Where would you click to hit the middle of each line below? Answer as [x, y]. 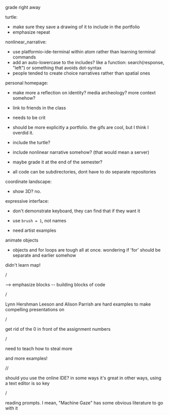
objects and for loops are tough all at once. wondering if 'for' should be [87, 250]
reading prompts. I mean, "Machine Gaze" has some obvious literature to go [84, 403]
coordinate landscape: [29, 182]
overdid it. [23, 133]
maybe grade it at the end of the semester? [57, 162]
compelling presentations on [35, 309]
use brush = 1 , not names [39, 221]
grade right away [23, 7]
